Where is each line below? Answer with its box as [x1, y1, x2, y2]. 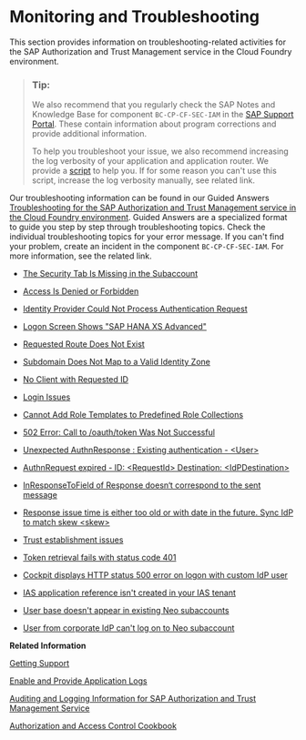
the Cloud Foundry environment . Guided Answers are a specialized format [9, 212, 288, 223]
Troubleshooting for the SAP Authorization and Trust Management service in [9, 202, 297, 213]
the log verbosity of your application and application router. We [31, 156, 269, 167]
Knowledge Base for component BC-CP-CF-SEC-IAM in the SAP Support [31, 109, 294, 120]
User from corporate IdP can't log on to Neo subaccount [22, 623, 235, 634]
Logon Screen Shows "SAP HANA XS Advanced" [22, 321, 208, 332]
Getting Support [9, 658, 70, 669]
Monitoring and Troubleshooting [9, 6, 260, 27]
